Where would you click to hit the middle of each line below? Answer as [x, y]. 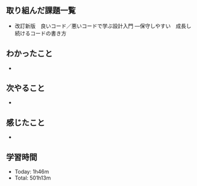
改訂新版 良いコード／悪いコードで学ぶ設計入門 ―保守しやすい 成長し [103, 26]
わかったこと [29, 54]
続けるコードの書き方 [40, 33]
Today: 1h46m [32, 172]
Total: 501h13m [33, 178]
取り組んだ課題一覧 [41, 11]
